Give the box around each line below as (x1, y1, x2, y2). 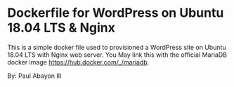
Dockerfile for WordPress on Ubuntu (7, 5, 224, 21)
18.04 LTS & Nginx (7, 20, 116, 36)
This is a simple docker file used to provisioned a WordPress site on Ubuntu (7, 43, 226, 51)
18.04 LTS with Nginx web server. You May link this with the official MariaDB (7, 51, 227, 59)
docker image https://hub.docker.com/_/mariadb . (7, 58, 150, 66)
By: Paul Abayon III (7, 72, 62, 80)
